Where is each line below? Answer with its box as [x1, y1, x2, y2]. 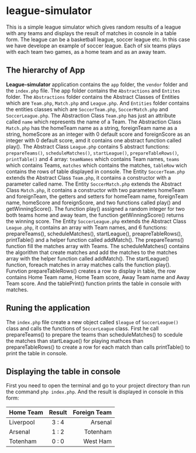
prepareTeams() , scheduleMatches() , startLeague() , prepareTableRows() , [6, 149, 179, 156]
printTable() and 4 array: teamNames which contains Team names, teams [6, 155, 180, 162]
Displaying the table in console [6, 366, 121, 376]
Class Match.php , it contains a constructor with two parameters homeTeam [6, 186, 185, 194]
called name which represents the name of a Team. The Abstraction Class [6, 118, 181, 125]
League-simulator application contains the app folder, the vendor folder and [6, 81, 188, 88]
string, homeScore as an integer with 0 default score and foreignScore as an [6, 131, 191, 138]
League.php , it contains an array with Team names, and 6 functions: [6, 224, 168, 231]
